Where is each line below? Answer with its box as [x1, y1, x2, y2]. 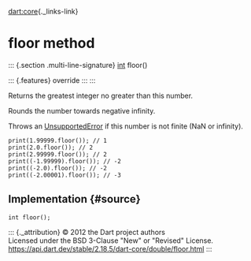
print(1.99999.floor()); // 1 [8, 136, 108, 144]
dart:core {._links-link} [8, 7, 79, 16]
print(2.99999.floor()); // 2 [8, 150, 108, 158]
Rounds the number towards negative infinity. [8, 106, 156, 115]
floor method [8, 35, 95, 52]
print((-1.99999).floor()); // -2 [8, 157, 122, 165]
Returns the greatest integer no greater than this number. [8, 91, 194, 100]
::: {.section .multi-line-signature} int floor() [8, 60, 148, 69]
